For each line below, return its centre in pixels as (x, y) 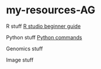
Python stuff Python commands (44, 37)
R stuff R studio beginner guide (43, 26)
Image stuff (20, 60)
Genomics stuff (25, 48)
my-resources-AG (51, 10)
